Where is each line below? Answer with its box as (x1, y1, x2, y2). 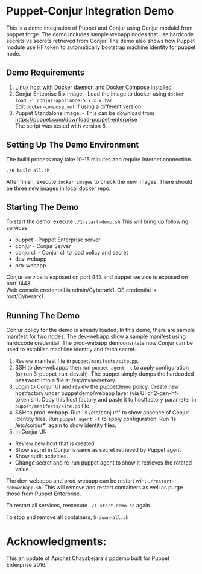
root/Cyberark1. (6, 293, 45, 300)
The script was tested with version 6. (14, 122, 107, 129)
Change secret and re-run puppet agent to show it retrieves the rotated (14, 459, 192, 466)
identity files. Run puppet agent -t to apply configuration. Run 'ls (14, 416, 177, 423)
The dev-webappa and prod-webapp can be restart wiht (6, 477, 147, 484)
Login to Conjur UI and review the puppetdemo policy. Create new (14, 383, 180, 391)
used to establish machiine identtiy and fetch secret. (6, 346, 137, 353)
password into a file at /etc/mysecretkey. (14, 377, 116, 384)
